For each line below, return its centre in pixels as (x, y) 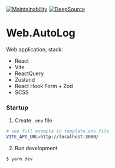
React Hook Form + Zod (44, 86)
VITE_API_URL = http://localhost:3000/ (52, 137)
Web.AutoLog (41, 33)
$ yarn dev (19, 159)
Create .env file (33, 121)
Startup (17, 108)
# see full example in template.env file (58, 131)
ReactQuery (29, 73)
